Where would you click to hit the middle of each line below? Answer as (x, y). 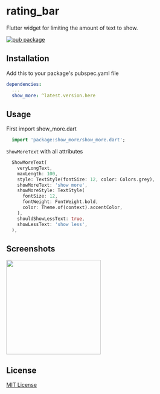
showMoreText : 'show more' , (52, 185)
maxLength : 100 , (38, 173)
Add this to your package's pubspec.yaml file (62, 73)
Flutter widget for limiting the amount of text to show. (72, 28)
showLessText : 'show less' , (52, 224)
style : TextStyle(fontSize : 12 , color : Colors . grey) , (86, 179)
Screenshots (31, 249)
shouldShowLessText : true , (51, 219)
